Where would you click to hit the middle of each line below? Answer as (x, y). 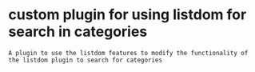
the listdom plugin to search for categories (85, 60)
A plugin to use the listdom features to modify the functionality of (128, 53)
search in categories (78, 32)
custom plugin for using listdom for (127, 15)
